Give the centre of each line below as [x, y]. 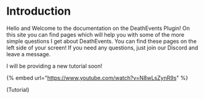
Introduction [39, 11]
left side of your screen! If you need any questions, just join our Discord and [102, 48]
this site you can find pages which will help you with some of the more [95, 34]
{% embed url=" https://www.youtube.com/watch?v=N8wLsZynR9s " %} [97, 78]
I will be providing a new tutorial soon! [54, 66]
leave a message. [29, 54]
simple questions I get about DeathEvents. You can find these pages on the [101, 41]
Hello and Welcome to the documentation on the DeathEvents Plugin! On [98, 28]
